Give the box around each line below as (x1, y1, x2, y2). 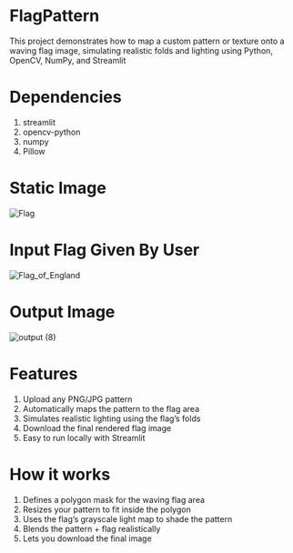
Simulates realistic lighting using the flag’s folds (22, 413, 201, 424)
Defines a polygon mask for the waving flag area (22, 494, 206, 505)
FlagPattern (9, 5, 100, 26)
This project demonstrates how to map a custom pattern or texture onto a (9, 35, 285, 46)
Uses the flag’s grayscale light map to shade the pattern (22, 513, 233, 524)
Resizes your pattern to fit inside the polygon (22, 504, 191, 515)
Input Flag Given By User (9, 240, 200, 260)
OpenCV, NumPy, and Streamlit (9, 55, 126, 65)
